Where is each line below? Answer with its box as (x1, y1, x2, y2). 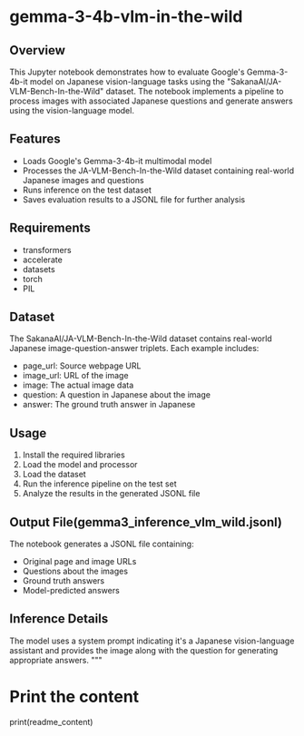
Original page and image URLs (22, 556, 137, 567)
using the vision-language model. (9, 105, 134, 115)
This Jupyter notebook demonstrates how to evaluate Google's (9, 66, 245, 77)
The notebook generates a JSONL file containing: (9, 538, 194, 550)
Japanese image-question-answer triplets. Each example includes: (9, 343, 260, 354)
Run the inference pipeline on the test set (22, 478, 177, 489)
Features (9, 132, 61, 147)
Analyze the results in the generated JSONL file (22, 488, 201, 499)
